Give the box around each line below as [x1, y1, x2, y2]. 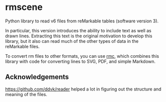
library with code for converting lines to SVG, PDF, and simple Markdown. [5, 58, 156, 64]
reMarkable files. [5, 43, 40, 49]
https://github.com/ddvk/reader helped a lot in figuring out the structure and [5, 86, 162, 92]
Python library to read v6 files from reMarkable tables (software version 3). [5, 18, 159, 24]
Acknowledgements [5, 73, 69, 81]
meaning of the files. [5, 91, 47, 97]
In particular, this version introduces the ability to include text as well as [5, 27, 152, 33]
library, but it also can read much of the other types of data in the [5, 38, 139, 44]
